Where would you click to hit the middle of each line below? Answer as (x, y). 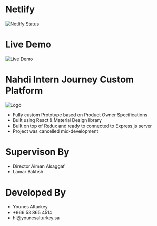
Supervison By (37, 152)
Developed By (36, 192)
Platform (24, 91)
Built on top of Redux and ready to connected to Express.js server (82, 126)
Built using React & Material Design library (57, 120)
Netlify (20, 10)
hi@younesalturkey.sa (36, 218)
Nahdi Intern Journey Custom (70, 80)
